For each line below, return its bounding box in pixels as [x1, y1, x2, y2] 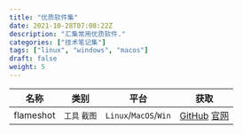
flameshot [13, 108, 56, 121]
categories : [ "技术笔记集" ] [9, 37, 106, 47]
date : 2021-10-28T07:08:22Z [9, 21, 114, 30]
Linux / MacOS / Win [105, 108, 171, 121]
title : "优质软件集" [9, 12, 78, 22]
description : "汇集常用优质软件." [9, 29, 126, 38]
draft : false [9, 54, 58, 63]
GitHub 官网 [179, 109, 229, 122]
